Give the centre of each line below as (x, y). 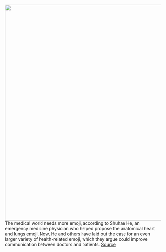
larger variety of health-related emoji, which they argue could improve (76, 239)
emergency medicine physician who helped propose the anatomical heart (80, 229)
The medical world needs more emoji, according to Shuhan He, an (72, 223)
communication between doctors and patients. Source (61, 244)
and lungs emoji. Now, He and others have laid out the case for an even (78, 234)
